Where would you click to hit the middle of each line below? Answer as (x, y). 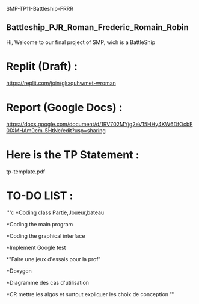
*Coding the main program (40, 224)
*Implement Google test (36, 247)
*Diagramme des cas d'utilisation (47, 282)
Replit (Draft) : (42, 66)
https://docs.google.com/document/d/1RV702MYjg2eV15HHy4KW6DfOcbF (99, 124)
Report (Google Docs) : (64, 107)
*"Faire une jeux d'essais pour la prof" (54, 259)
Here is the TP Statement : (73, 154)
